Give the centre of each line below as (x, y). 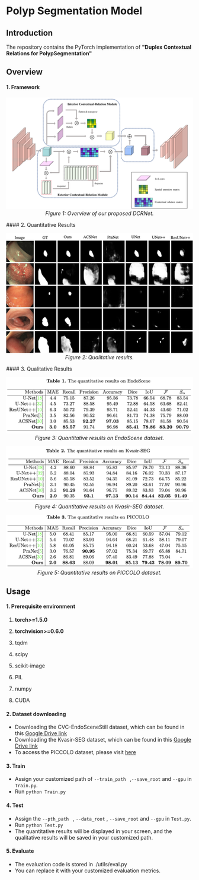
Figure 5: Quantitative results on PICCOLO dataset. (99, 573)
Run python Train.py (40, 792)
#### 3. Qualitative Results (39, 369)
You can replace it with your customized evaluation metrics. (88, 870)
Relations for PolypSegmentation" (49, 53)
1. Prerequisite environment (41, 606)
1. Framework (23, 87)
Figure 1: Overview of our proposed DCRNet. (99, 213)
